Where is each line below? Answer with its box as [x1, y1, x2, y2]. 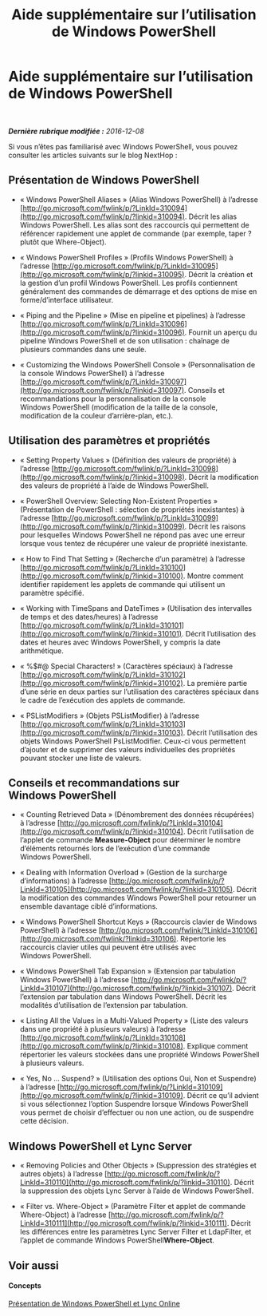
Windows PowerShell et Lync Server [8, 1140, 193, 1153]
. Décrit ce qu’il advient [183, 1091, 259, 1100]
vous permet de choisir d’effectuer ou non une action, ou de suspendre [19, 1108, 254, 1117]
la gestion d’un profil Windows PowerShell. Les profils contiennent [19, 278, 238, 287]
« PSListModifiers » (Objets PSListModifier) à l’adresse [19, 711, 200, 720]
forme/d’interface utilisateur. [19, 295, 114, 304]
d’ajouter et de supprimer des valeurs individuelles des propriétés [19, 744, 236, 754]
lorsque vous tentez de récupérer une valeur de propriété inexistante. [19, 538, 249, 548]
